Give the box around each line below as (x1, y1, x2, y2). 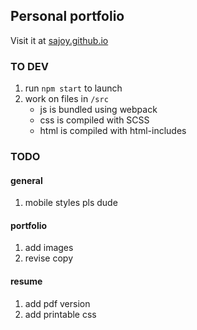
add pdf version (24, 297, 91, 309)
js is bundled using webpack (39, 104, 158, 116)
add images (24, 242, 74, 254)
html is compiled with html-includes (39, 125, 187, 137)
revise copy (24, 252, 74, 264)
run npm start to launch (24, 82, 123, 94)
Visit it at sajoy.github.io (10, 34, 109, 46)
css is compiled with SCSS (39, 114, 150, 126)
